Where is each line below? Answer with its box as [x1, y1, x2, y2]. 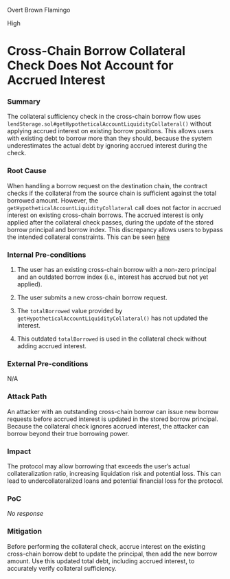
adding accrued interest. [16, 342, 87, 350]
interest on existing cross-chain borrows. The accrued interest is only [7, 211, 204, 219]
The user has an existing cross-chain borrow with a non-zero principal [16, 266, 217, 274]
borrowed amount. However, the [7, 196, 98, 205]
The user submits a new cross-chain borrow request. [16, 293, 168, 302]
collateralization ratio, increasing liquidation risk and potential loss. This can [7, 469, 221, 477]
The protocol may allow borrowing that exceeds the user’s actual [7, 462, 190, 470]
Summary [7, 97, 41, 106]
